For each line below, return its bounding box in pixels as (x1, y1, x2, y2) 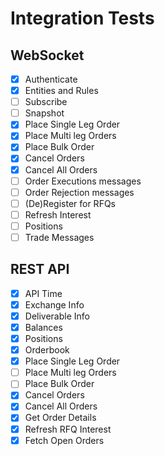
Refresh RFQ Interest (24, 423, 112, 435)
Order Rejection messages (24, 186, 135, 198)
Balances (24, 321, 63, 333)
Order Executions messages (24, 175, 142, 187)
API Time (24, 287, 63, 299)
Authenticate (24, 73, 78, 85)
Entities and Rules (24, 85, 99, 97)
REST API (10, 261, 70, 278)
